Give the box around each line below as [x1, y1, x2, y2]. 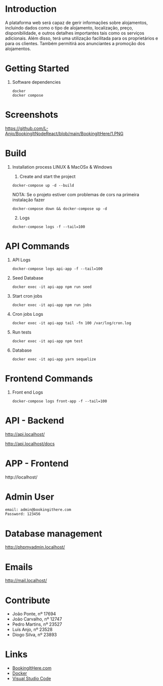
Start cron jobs [12, 293, 43, 299]
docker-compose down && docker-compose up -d [12, 206, 107, 211]
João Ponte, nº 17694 [12, 611, 56, 617]
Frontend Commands [5, 373, 93, 384]
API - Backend [5, 415, 64, 426]
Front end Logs [12, 389, 43, 395]
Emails [5, 561, 33, 572]
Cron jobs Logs [12, 311, 43, 317]
